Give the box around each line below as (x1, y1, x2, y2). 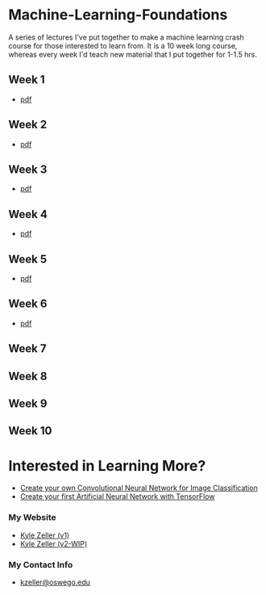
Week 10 (8, 424, 52, 438)
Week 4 (8, 207, 48, 221)
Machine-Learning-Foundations (8, 6, 228, 24)
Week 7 (8, 341, 47, 356)
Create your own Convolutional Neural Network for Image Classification (19, 483, 258, 493)
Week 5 (8, 252, 47, 266)
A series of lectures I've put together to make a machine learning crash (8, 32, 244, 42)
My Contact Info (8, 559, 73, 570)
